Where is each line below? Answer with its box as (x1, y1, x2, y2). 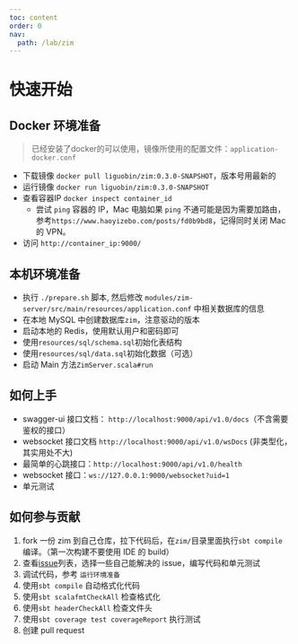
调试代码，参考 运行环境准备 (22, 569, 121, 579)
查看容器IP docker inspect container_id (22, 193, 172, 204)
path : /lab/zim (17, 38, 74, 48)
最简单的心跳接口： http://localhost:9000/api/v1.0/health (22, 458, 242, 469)
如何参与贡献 (9, 509, 81, 525)
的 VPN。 (35, 226, 71, 238)
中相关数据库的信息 (193, 303, 265, 314)
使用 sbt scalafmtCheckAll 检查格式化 (22, 591, 161, 602)
